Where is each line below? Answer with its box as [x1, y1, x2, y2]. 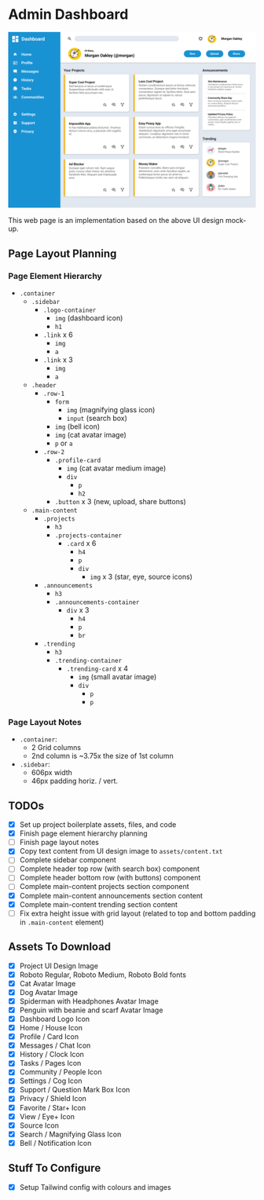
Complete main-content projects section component [19, 882, 189, 891]
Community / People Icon [19, 1067, 102, 1077]
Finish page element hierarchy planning [19, 829, 148, 838]
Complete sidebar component [19, 855, 116, 865]
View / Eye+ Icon [19, 1111, 75, 1121]
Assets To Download [8, 940, 112, 953]
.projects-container [54, 532, 123, 540]
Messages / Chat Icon [19, 1041, 91, 1050]
